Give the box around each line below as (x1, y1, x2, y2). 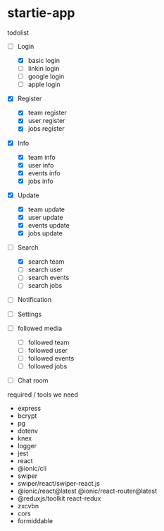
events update (27, 221, 70, 229)
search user (27, 265, 63, 274)
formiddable (17, 516, 53, 525)
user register (27, 117, 65, 125)
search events (27, 274, 70, 282)
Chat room (17, 376, 49, 385)
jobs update (27, 229, 63, 238)
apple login (27, 80, 61, 89)
